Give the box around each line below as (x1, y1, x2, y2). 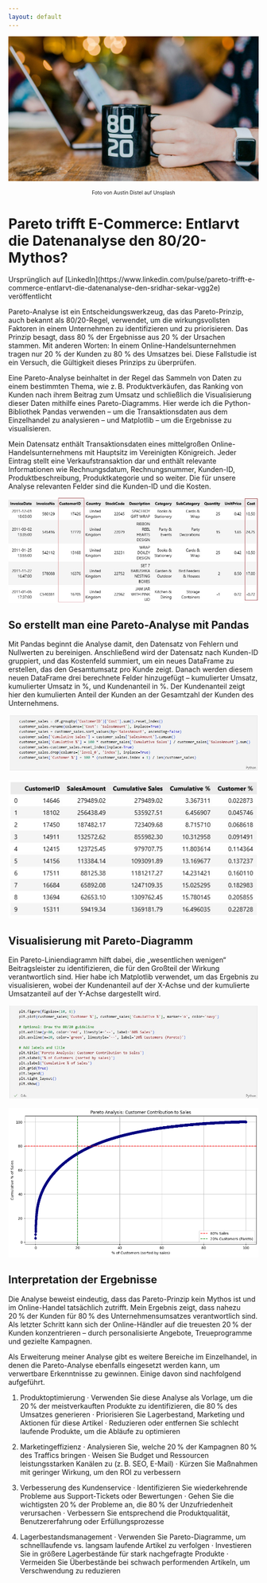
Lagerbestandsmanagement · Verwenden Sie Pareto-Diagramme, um (19, 1532, 246, 1542)
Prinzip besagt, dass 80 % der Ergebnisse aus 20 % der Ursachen (8, 333, 226, 342)
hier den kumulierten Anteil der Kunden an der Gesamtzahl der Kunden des (8, 690, 254, 700)
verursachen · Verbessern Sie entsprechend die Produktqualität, (19, 1508, 230, 1518)
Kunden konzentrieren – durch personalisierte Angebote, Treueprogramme (8, 1328, 253, 1337)
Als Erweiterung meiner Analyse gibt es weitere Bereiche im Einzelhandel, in (8, 1351, 257, 1361)
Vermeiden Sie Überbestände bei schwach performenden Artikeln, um (19, 1557, 250, 1567)
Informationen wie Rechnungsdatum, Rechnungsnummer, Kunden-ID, (8, 465, 236, 474)
